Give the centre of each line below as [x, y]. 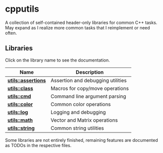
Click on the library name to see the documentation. [57, 60]
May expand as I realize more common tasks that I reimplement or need [78, 27]
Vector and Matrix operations [84, 120]
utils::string [21, 128]
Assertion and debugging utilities [89, 80]
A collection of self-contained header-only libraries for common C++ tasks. [81, 22]
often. [11, 33]
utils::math [20, 120]
